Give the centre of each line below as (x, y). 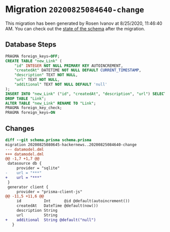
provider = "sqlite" (38, 168)
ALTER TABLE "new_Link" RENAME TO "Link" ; (51, 103)
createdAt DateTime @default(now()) (57, 206)
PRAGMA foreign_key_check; (34, 108)
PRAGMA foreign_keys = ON (30, 113)
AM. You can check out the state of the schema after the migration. (75, 28)
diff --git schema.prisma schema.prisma (49, 140)
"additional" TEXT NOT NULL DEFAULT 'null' (61, 84)
